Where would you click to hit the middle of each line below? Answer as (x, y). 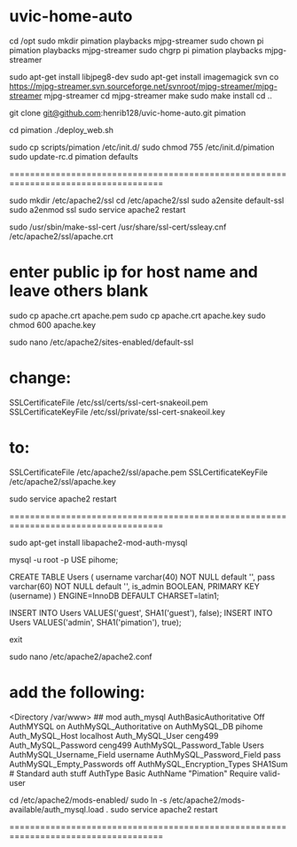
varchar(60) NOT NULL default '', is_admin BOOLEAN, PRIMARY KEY (134, 586)
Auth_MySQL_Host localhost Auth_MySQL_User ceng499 (114, 735)
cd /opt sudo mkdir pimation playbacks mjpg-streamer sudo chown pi (137, 41)
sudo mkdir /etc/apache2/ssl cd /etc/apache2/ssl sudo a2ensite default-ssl (147, 200)
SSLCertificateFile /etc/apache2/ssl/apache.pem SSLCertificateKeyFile (139, 472)
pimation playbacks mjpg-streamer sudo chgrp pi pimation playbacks (136, 50)
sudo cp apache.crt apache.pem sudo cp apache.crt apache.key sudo (137, 315)
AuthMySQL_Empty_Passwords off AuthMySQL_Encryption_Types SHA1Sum (148, 764)
